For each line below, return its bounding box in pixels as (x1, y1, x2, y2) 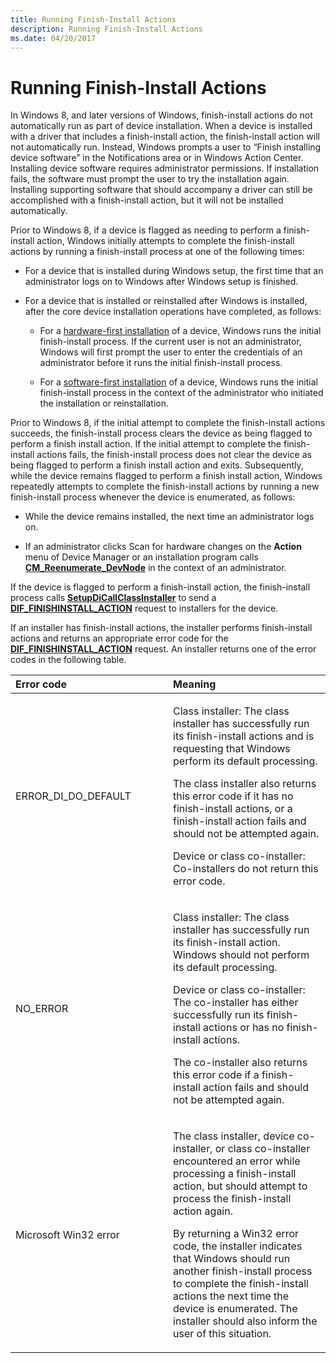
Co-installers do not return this (173, 862, 319, 876)
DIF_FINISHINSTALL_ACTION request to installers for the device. (10, 602, 279, 615)
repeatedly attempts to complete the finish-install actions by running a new (10, 481, 320, 493)
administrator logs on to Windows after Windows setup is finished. (24, 276, 299, 288)
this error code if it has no (173, 789, 294, 803)
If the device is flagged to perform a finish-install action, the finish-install (10, 581, 311, 593)
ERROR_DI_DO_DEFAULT (15, 789, 132, 803)
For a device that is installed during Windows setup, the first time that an (24, 265, 324, 277)
